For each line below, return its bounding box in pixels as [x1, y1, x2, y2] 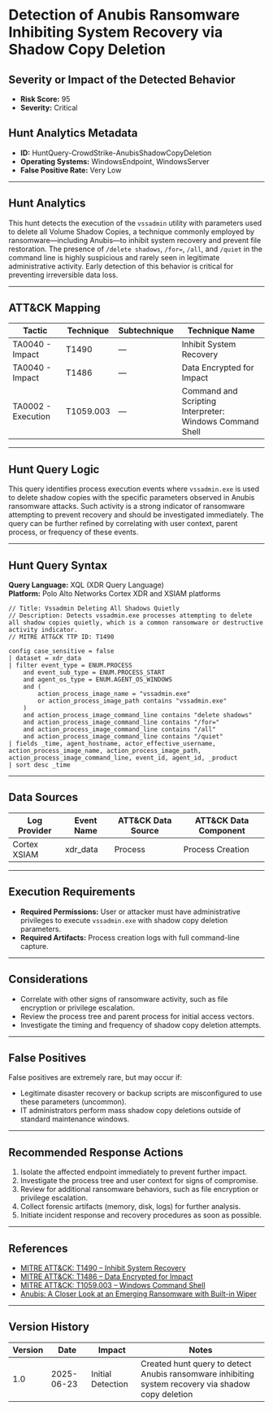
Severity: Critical [19, 103, 78, 112]
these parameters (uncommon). [19, 1097, 128, 1107]
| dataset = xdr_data [8, 655, 82, 663]
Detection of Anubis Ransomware [8, 6, 240, 24]
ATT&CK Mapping [8, 301, 102, 315]
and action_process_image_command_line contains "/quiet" [23, 733, 223, 741]
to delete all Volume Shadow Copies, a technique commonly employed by [8, 226, 254, 237]
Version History [8, 1320, 89, 1334]
